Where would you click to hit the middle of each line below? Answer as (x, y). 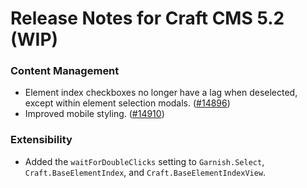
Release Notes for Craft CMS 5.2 (147, 18)
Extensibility (41, 140)
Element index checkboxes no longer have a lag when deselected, (161, 93)
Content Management (65, 71)
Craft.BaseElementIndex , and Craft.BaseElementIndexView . (145, 172)
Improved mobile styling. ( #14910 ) (94, 114)
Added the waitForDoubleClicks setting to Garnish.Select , (144, 161)
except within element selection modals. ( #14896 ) (127, 103)
